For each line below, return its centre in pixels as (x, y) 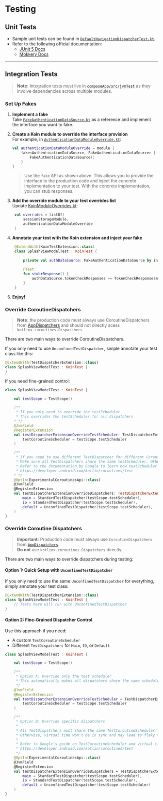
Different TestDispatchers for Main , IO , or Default (61, 645)
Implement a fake (30, 114)
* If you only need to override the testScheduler (68, 412)
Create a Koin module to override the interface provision (70, 134)
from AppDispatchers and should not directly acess (68, 325)
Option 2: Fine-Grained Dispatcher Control (49, 620)
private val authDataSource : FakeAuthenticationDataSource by (87, 260)
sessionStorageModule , (46, 220)
